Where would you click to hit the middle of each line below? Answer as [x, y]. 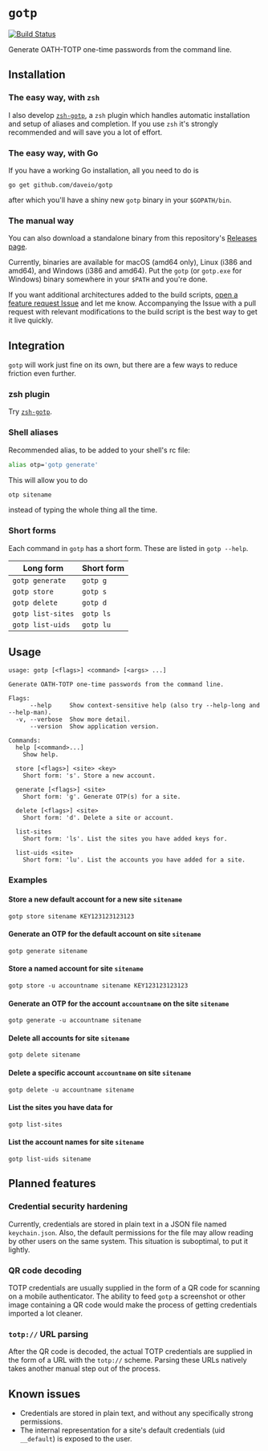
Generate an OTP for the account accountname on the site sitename [119, 1003]
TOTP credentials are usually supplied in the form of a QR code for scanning [134, 1288]
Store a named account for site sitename [76, 969]
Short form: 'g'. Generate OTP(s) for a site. [102, 797]
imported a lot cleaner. [45, 1314]
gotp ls [96, 614]
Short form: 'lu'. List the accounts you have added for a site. [134, 860]
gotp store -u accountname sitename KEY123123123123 [98, 986]
